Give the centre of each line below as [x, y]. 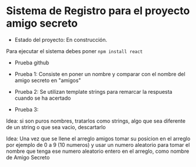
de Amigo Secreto [28, 157]
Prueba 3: [26, 109]
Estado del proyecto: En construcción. [61, 40]
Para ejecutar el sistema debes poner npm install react [74, 51]
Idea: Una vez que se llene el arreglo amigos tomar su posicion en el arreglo [98, 138]
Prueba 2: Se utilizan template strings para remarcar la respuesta [93, 91]
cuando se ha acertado [43, 98]
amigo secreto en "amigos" [48, 80]
